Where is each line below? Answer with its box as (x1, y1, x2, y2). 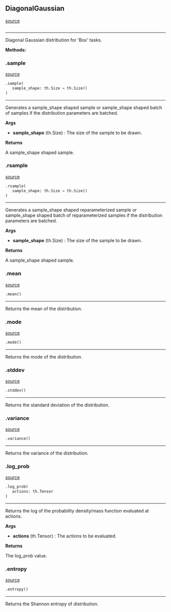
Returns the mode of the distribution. (5, 353, 82, 360)
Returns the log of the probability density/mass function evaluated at (5, 508, 149, 514)
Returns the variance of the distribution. (5, 450, 89, 456)
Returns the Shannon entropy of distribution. (5, 601, 99, 607)
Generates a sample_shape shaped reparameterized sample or (5, 207, 137, 213)
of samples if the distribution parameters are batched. (5, 110, 119, 116)
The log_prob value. (5, 553, 47, 559)
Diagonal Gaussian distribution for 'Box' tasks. (5, 37, 102, 43)
